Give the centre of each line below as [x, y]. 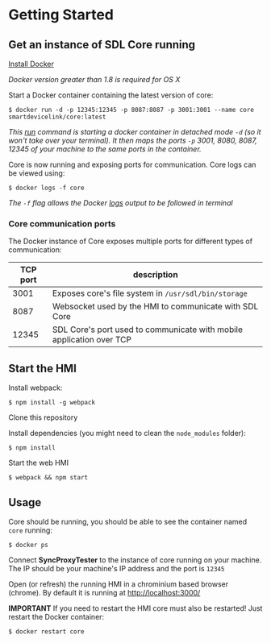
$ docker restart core [46, 631]
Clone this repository [43, 417]
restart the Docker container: [56, 616]
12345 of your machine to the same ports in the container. [105, 149]
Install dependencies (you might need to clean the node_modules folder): [127, 434]
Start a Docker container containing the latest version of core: [111, 95]
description [156, 275]
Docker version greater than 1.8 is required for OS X [94, 79]
